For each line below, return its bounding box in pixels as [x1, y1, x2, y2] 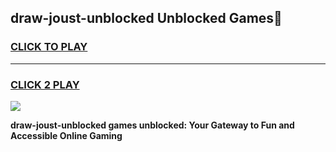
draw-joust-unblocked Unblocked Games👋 [10, 10, 283, 27]
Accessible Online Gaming [10, 129, 123, 141]
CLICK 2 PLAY [10, 77, 80, 91]
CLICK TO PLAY [10, 40, 88, 54]
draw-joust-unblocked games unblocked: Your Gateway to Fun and [10, 119, 295, 131]
